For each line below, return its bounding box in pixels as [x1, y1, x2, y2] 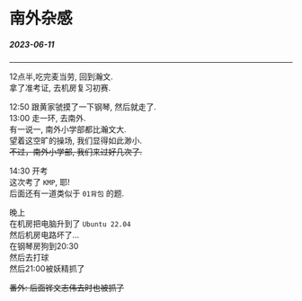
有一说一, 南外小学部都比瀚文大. [9, 124, 128, 135]
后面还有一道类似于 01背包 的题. [9, 188, 125, 199]
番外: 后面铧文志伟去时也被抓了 [9, 282, 124, 293]
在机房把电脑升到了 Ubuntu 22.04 [9, 218, 131, 229]
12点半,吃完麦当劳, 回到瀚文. [9, 71, 114, 82]
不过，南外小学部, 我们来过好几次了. [9, 146, 143, 157]
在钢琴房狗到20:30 [9, 241, 79, 252]
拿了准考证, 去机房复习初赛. [9, 83, 111, 93]
